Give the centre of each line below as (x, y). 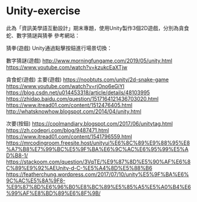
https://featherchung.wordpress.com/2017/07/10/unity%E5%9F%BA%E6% (98, 174)
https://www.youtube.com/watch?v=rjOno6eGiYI (65, 86)
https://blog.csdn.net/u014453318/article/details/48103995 (78, 92)
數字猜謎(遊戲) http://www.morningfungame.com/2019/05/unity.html (89, 60)
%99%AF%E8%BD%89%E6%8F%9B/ (53, 193)
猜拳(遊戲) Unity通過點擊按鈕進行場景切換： (59, 48)
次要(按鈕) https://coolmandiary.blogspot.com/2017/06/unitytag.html (89, 123)
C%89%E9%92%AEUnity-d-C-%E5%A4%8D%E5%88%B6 (79, 168)
